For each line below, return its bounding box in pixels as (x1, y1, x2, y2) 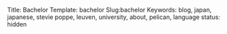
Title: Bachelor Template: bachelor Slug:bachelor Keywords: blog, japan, (7, 6, 212, 14)
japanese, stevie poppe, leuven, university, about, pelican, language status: (7, 13, 221, 21)
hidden (7, 20, 28, 28)
